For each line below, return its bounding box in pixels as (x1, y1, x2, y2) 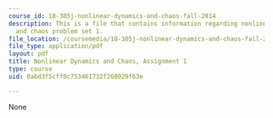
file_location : (8, 34, 60, 43)
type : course (8, 65, 53, 73)
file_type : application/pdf (8, 42, 104, 50)
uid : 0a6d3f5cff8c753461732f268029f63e (8, 72, 144, 81)
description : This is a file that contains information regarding (8, 20, 238, 28)
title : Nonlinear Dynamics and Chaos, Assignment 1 (8, 58, 187, 66)
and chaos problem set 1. (15, 27, 104, 35)
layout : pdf (8, 50, 49, 58)
